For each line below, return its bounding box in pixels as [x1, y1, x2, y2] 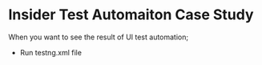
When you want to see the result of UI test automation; [8, 32, 189, 42]
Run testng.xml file [19, 47, 83, 57]
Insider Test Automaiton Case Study [8, 6, 254, 24]
